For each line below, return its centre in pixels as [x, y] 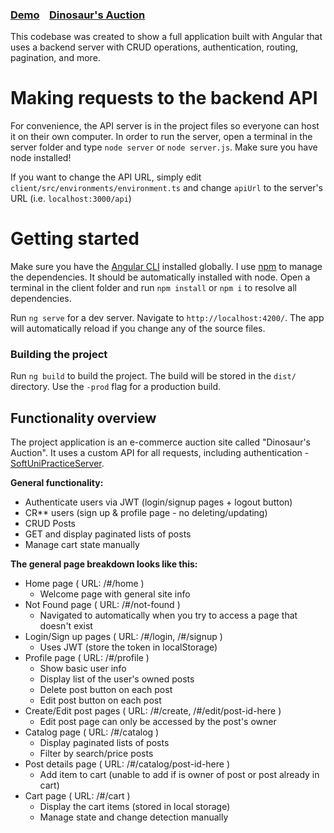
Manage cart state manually [82, 545]
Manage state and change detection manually [134, 817]
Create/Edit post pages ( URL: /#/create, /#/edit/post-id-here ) [153, 711]
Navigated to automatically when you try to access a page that [168, 615]
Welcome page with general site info [115, 594]
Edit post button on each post [100, 700]
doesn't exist [66, 626]
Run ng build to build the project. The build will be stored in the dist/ [153, 376]
